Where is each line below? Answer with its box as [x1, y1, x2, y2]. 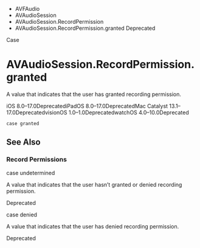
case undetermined [6, 169, 55, 176]
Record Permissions [6, 155, 67, 164]
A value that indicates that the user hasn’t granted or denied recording [6, 181, 182, 188]
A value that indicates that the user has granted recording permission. [6, 91, 181, 98]
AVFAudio [15, 5, 40, 12]
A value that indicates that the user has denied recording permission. [6, 222, 179, 230]
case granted [6, 120, 40, 126]
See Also [6, 137, 41, 148]
